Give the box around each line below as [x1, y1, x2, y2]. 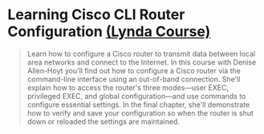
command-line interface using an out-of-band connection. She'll [26, 74, 241, 84]
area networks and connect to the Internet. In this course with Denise [26, 57, 257, 67]
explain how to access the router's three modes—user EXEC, [26, 82, 229, 93]
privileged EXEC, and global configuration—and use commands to [26, 91, 246, 100]
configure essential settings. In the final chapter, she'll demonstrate [26, 100, 250, 109]
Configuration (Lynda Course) [7, 22, 211, 41]
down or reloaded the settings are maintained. [26, 116, 180, 126]
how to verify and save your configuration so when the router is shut [26, 108, 254, 117]
